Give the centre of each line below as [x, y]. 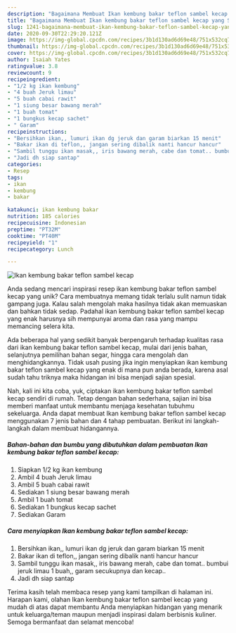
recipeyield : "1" [33, 243]
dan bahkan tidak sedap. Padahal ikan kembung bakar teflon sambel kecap [116, 311]
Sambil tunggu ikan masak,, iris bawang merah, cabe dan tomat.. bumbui [123, 563]
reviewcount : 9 [29, 73]
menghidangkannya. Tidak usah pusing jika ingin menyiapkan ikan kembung [118, 363]
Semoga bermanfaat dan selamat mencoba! [71, 622]
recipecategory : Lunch [40, 249]
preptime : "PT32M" [34, 230]
